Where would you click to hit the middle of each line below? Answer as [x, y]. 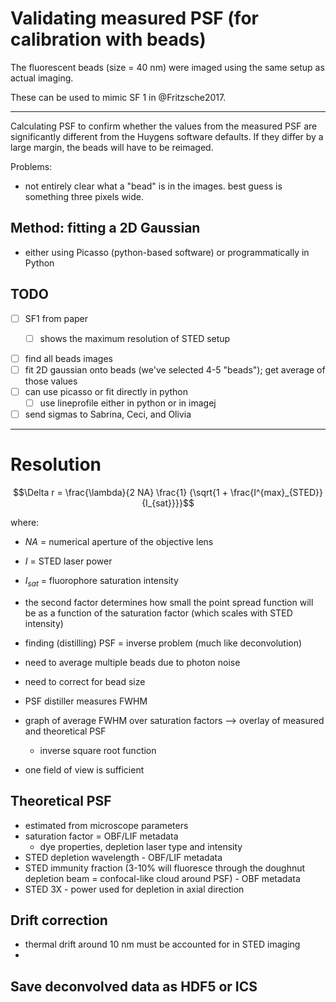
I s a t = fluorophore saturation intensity [101, 581]
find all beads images [68, 358]
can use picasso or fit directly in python [106, 391]
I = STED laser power [68, 561]
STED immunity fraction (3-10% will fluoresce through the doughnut [165, 868]
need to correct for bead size [85, 681]
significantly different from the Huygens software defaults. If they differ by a [167, 136]
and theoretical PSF [65, 731]
